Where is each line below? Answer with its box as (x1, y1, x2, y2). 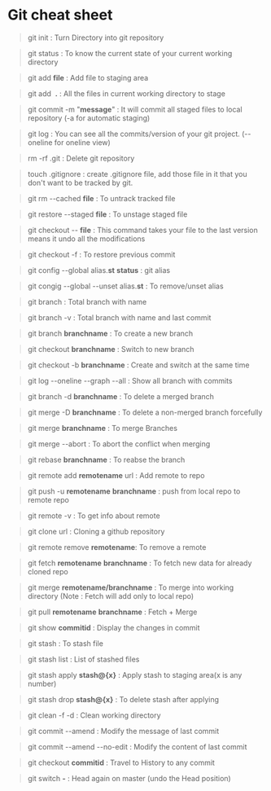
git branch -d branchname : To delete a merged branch (27, 391, 215, 401)
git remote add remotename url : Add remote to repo (27, 470, 205, 480)
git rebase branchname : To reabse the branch (27, 455, 186, 464)
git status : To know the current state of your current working (27, 48, 233, 58)
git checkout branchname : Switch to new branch (27, 344, 195, 354)
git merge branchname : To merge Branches (27, 423, 178, 433)
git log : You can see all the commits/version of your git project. (27, 129, 241, 138)
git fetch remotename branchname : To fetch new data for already (27, 558, 252, 568)
